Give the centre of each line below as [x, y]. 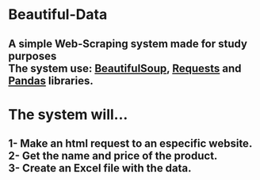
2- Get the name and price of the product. [113, 156]
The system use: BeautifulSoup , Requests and [125, 68]
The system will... [68, 114]
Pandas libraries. [51, 81]
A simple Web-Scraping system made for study [128, 44]
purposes [32, 56]
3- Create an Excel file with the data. [100, 169]
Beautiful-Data [58, 15]
